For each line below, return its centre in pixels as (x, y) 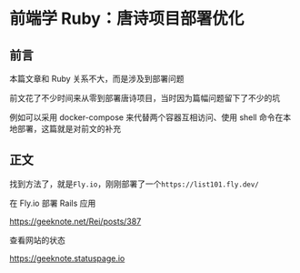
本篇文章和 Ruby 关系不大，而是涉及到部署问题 (97, 79)
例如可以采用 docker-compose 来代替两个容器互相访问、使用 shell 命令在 (146, 117)
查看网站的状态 (37, 240)
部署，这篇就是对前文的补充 (69, 129)
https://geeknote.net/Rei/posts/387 (75, 221)
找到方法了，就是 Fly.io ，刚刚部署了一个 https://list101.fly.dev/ (134, 184)
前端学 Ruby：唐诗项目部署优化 (127, 19)
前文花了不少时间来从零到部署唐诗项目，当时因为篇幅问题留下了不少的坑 (145, 98)
